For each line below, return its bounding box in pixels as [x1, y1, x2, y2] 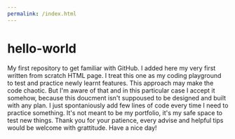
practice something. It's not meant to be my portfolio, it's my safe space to [7, 108, 223, 117]
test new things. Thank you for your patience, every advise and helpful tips [7, 116, 224, 124]
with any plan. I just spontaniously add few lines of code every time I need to [7, 101, 229, 110]
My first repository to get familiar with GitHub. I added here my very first [7, 64, 216, 72]
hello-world [7, 40, 77, 56]
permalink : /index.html [7, 10, 77, 18]
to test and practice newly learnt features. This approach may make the [7, 79, 214, 87]
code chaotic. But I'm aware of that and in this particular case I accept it [7, 86, 215, 95]
